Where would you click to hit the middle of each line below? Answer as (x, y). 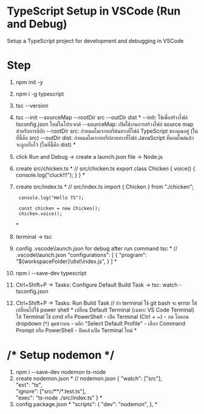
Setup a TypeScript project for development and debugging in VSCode (95, 41)
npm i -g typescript (40, 94)
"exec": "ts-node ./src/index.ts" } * (59, 398)
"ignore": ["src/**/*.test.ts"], (51, 391)
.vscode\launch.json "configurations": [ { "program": (81, 255)
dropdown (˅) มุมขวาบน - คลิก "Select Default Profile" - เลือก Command (100, 323)
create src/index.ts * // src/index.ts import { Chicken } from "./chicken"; (105, 187)
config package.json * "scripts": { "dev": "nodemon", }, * (87, 404)
